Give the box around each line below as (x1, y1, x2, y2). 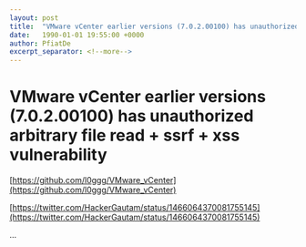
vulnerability (9, 145, 107, 165)
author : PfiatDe (9, 38, 71, 48)
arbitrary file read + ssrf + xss (9, 125, 240, 146)
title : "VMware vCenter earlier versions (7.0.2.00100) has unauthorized (9, 22, 300, 31)
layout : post (9, 13, 59, 23)
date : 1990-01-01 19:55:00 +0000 (9, 30, 145, 39)
